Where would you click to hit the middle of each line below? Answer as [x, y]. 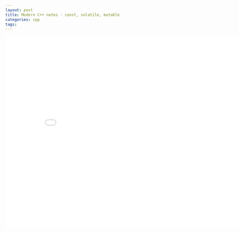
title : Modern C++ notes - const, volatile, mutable [63, 15]
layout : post [19, 10]
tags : [11, 24]
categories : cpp [22, 19]
